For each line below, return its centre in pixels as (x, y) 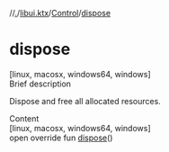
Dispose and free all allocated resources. (85, 101)
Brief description (40, 84)
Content (24, 118)
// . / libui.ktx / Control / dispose (60, 13)
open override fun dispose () (61, 138)
